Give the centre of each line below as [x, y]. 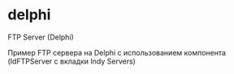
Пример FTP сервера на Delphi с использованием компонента [117, 52]
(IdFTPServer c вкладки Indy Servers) [71, 61]
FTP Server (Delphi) [41, 37]
